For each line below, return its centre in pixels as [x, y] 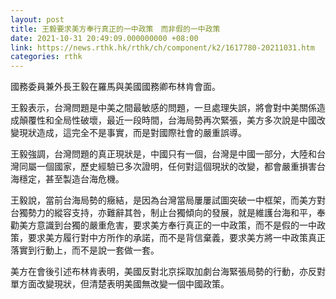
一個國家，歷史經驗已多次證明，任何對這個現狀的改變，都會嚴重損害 [176, 167]
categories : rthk [46, 57]
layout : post [37, 19]
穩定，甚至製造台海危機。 [71, 179]
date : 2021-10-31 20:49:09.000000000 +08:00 [104, 38]
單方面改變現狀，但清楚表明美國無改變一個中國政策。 [120, 284]
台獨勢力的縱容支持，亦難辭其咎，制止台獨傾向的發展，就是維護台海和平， [163, 213]
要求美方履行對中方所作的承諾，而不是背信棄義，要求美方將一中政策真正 [176, 238]
